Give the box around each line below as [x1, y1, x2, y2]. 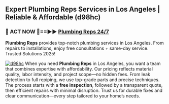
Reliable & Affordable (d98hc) [5, 13, 101, 22]
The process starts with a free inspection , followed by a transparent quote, [5, 82, 163, 88]
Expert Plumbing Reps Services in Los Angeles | [5, 5, 160, 14]
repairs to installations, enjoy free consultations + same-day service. [5, 45, 149, 51]
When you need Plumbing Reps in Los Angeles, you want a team [25, 60, 161, 66]
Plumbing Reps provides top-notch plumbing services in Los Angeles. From [5, 40, 164, 46]
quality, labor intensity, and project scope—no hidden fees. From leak [5, 71, 151, 77]
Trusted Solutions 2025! [5, 50, 56, 56]
